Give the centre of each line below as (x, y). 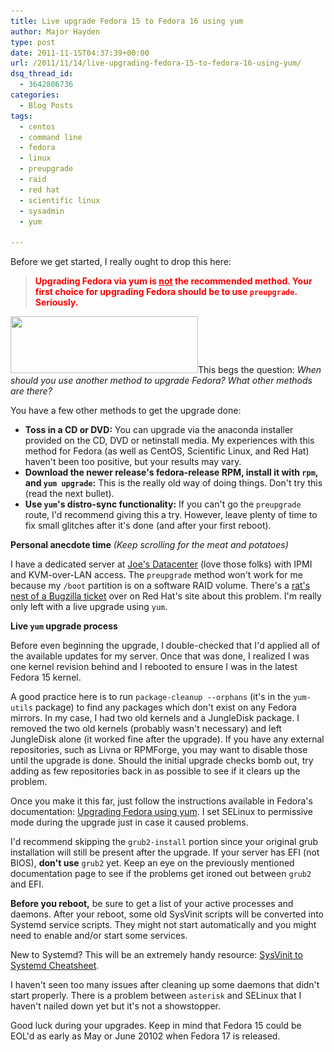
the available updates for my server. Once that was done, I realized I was (160, 656)
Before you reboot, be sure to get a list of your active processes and (152, 904)
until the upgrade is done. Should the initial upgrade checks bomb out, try (162, 761)
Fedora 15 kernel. (46, 677)
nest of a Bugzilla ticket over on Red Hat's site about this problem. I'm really (166, 596)
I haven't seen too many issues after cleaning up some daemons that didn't (165, 985)
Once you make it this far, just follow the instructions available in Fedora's (161, 801)
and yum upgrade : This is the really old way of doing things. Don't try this (173, 483)
